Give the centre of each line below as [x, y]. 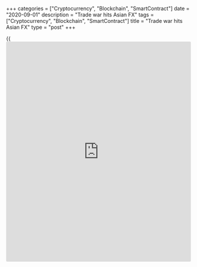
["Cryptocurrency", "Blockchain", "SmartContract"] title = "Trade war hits [94, 21]
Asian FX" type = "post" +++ [41, 27]
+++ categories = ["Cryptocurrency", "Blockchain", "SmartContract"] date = [98, 9]
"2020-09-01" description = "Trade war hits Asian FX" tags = [80, 15]
